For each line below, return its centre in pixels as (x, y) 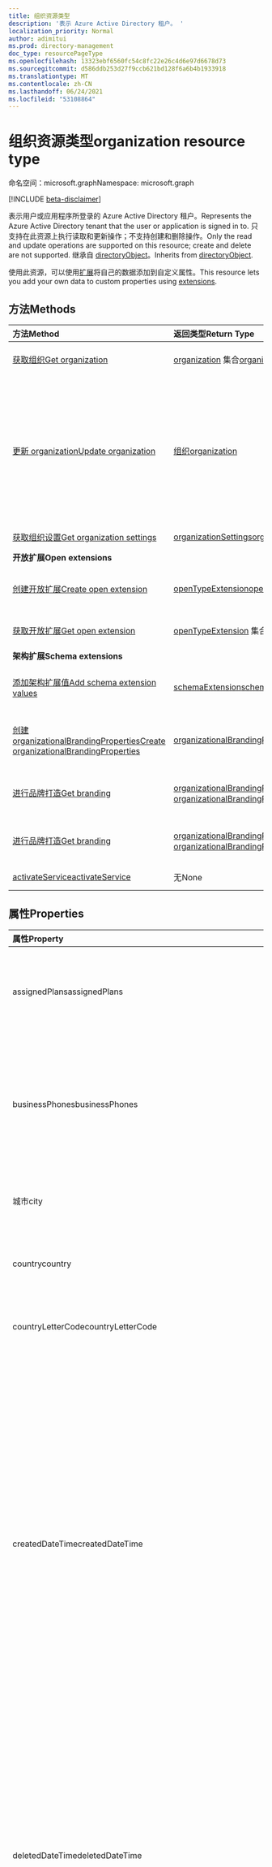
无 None (188, 877)
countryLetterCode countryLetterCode (85, 1326)
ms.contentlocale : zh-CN (50, 84)
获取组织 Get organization (60, 360)
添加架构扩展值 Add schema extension (84, 683)
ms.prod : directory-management (61, 46)
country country (42, 1264)
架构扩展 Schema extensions (68, 656)
